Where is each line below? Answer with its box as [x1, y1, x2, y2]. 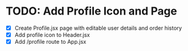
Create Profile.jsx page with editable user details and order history [14, 24, 182, 32]
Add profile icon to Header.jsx [14, 32, 90, 38]
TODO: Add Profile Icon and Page [6, 4, 178, 18]
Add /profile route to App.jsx [14, 38, 86, 46]
